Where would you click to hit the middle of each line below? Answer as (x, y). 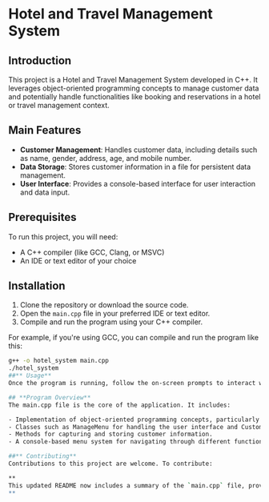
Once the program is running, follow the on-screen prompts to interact (132, 384)
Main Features (45, 130)
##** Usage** (30, 376)
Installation (37, 286)
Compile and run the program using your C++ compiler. (111, 322)
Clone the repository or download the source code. (104, 305)
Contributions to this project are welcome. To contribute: (111, 464)
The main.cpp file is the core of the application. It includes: (119, 405)
